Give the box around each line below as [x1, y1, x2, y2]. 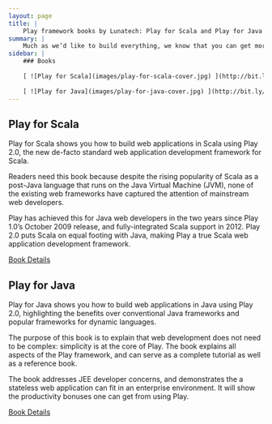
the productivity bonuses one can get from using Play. [8, 392, 189, 401]
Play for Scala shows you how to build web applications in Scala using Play [8, 139, 258, 148]
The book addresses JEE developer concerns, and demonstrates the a [8, 375, 244, 383]
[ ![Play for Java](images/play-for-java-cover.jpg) [23, 87, 205, 96]
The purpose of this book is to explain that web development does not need [8, 333, 261, 342]
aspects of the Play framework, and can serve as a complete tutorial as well [8, 350, 261, 359]
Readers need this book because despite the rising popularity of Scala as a [8, 172, 259, 182]
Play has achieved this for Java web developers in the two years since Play [8, 213, 259, 223]
